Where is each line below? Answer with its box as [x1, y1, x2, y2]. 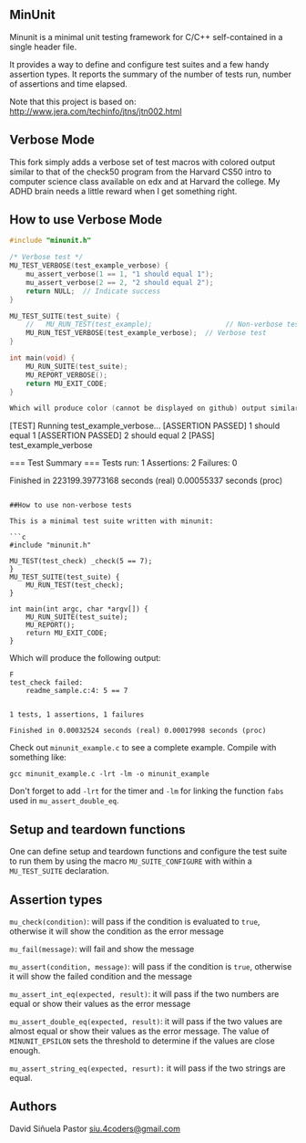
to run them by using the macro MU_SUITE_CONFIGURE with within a [9, 855, 252, 866]
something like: [9, 752, 66, 763]
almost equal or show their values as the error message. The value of [9, 1025, 270, 1036]
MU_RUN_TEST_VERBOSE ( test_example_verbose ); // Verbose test [25, 329, 267, 338]
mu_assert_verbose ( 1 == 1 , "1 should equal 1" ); [25, 269, 214, 279]
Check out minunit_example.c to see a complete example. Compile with [9, 742, 277, 753]
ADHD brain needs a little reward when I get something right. [9, 185, 238, 196]
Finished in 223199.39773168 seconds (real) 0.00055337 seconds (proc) [9, 475, 283, 487]
